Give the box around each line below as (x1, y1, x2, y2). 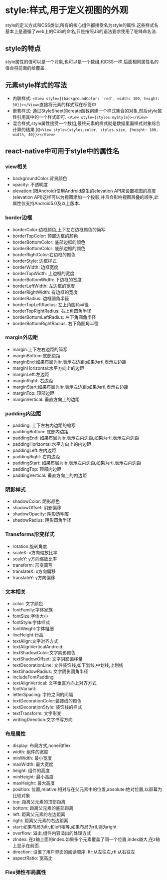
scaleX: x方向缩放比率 (12, 549, 58, 555)
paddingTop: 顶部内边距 (12, 466, 61, 472)
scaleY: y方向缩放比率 (12, 556, 57, 562)
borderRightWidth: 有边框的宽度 (12, 289, 78, 295)
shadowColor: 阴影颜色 (12, 498, 60, 504)
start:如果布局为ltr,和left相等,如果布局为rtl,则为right (12, 824, 117, 830)
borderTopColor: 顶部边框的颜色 (12, 233, 78, 239)
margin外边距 (5, 334, 38, 341)
